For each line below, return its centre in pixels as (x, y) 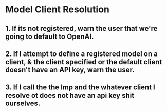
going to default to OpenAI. (50, 36)
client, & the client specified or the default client (84, 62)
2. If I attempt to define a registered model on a (82, 54)
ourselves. (23, 104)
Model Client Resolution (57, 10)
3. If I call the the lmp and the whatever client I (80, 88)
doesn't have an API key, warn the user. (70, 70)
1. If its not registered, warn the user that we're (81, 29)
